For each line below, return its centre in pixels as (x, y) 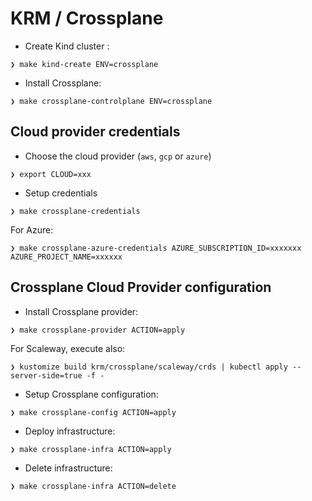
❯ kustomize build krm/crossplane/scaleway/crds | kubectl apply (149, 367)
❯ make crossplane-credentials (75, 211)
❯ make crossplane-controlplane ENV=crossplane (111, 101)
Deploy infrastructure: (70, 431)
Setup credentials (61, 193)
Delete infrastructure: (68, 468)
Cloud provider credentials (95, 132)
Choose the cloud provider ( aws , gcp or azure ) (118, 156)
